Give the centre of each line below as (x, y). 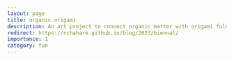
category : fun (28, 46)
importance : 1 (28, 39)
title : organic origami (42, 20)
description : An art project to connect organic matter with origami (110, 26)
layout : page (26, 13)
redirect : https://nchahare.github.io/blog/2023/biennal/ (93, 33)
